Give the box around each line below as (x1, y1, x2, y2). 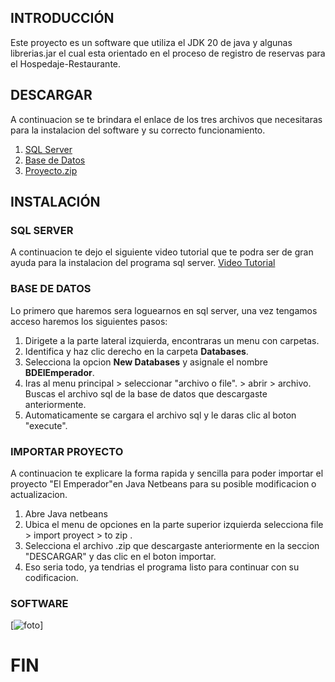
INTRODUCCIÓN (10, 10, 115, 27)
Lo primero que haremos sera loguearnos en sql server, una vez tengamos (10, 304, 318, 316)
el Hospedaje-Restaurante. (10, 57, 122, 70)
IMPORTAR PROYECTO (10, 444, 124, 458)
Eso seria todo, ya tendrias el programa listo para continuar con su (24, 561, 300, 573)
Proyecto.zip (24, 164, 78, 176)
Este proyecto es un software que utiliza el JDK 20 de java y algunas (10, 36, 293, 48)
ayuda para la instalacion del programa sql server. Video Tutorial (10, 257, 276, 269)
